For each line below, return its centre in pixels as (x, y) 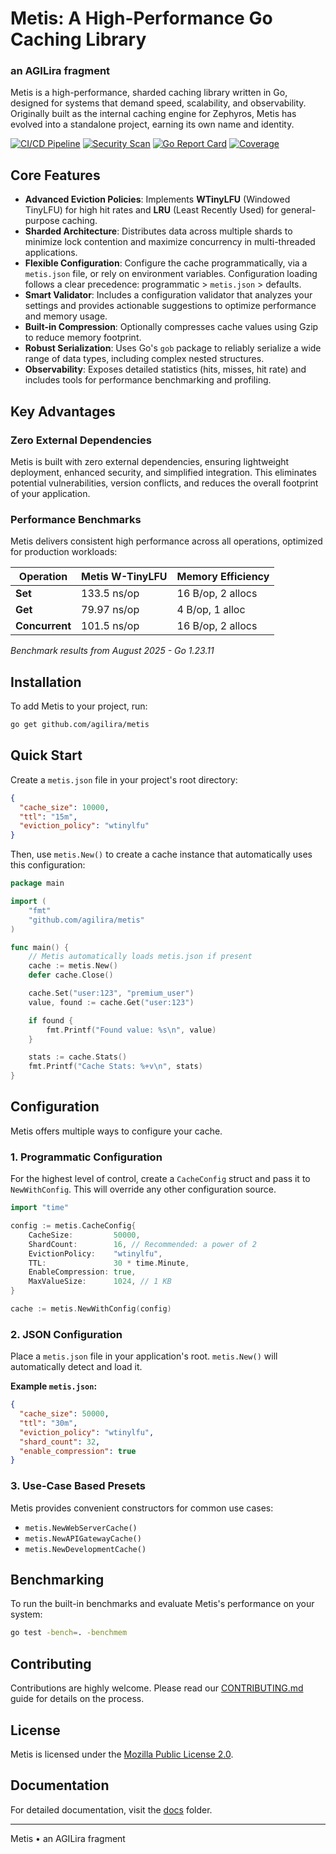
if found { (51, 1020)
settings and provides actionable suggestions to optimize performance (170, 306)
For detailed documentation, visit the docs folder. (111, 1809)
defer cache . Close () (71, 975)
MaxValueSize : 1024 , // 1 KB (100, 1282)
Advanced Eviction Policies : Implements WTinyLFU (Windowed (157, 199)
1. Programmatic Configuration (86, 1157)
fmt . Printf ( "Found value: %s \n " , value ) (131, 1030)
